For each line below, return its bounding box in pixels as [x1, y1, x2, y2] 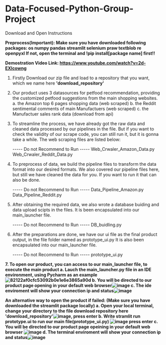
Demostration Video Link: [5, 60, 59, 66]
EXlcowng [5, 65, 27, 71]
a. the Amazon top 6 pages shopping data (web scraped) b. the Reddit [12, 100, 156, 106]
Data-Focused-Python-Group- [5, 3, 134, 14]
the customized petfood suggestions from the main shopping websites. [12, 95, 158, 101]
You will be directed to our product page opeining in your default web [5, 324, 151, 330]
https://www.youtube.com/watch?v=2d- [59, 60, 146, 66]
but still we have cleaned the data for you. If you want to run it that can [12, 171, 157, 177]
